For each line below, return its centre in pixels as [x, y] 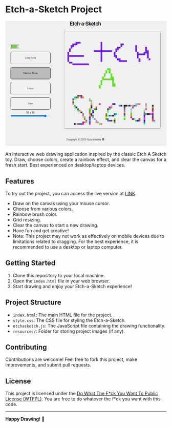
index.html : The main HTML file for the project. [62, 315]
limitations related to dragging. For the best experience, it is [76, 241]
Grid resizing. [27, 220]
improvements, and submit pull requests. [48, 365]
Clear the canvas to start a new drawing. [56, 225]
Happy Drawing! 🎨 [25, 419]
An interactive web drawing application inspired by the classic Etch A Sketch [86, 154]
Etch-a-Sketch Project [54, 9]
